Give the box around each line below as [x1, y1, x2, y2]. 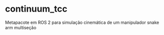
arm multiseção [5, 24, 37, 30]
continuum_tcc [5, 3, 68, 15]
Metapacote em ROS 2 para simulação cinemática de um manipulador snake [5, 19, 159, 25]
